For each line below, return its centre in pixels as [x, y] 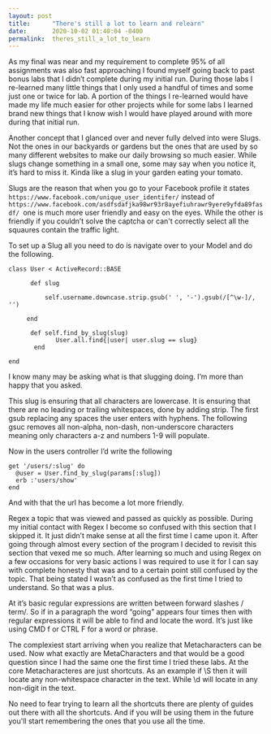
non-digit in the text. [43, 688]
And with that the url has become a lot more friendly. [96, 503]
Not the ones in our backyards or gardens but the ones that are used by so [133, 146]
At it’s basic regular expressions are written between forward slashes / [126, 603]
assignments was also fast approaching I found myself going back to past [132, 71]
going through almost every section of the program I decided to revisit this [133, 545]
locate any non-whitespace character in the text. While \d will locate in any [133, 680]
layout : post [30, 16]
